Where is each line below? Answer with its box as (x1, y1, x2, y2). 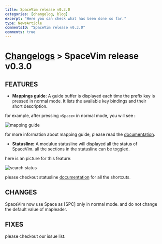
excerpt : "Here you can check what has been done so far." (5, 16, 127, 21)
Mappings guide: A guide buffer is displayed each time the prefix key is (12, 93, 155, 98)
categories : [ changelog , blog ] (5, 12, 68, 16)
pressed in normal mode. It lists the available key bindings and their (12, 98, 147, 104)
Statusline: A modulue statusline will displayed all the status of (12, 141, 138, 146)
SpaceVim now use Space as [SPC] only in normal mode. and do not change (5, 201, 158, 207)
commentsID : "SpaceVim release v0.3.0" (5, 25, 86, 30)
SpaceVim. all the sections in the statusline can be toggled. (12, 146, 130, 152)
